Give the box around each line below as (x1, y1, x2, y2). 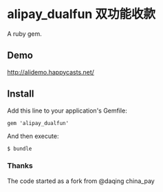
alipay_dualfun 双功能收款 (7, 6, 156, 22)
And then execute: (7, 132, 59, 140)
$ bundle (7, 145, 32, 152)
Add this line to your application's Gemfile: (7, 106, 127, 115)
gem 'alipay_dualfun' (7, 119, 69, 126)
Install (7, 88, 34, 100)
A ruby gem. (7, 29, 43, 38)
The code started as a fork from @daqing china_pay (7, 177, 155, 185)
